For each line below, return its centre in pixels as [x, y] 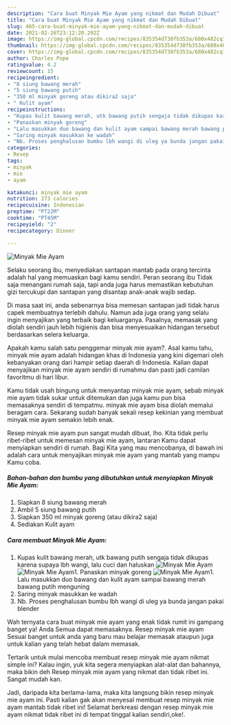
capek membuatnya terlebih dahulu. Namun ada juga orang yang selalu [108, 312]
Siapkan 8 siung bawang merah [62, 503]
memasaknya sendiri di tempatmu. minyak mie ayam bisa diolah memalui [110, 405]
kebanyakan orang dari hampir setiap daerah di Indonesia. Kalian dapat [108, 362]
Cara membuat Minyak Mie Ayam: [57, 540]
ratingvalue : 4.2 [32, 65]
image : [16, 39]
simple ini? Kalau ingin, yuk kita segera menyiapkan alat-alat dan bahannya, [114, 664]
